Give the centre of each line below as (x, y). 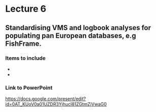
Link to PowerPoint (29, 88)
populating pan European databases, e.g (71, 35)
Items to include (26, 58)
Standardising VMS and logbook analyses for (78, 28)
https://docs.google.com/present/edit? (46, 99)
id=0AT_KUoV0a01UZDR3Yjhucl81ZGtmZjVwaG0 (56, 104)
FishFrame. (23, 44)
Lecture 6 (26, 9)
